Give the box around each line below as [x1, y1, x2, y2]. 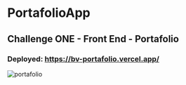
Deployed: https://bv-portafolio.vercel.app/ [7, 54, 160, 64]
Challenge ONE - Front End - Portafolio [7, 33, 179, 45]
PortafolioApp [7, 5, 91, 21]
